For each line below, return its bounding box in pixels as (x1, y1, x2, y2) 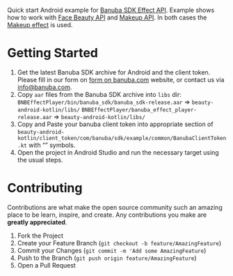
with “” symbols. (29, 141, 76, 149)
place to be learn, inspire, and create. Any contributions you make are (7, 210, 207, 219)
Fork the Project (17, 231, 64, 240)
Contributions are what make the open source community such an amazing (7, 203, 223, 211)
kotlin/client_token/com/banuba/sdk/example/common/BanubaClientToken (17, 135, 227, 141)
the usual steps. (17, 155, 63, 164)
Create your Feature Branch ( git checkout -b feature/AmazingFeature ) (17, 238, 222, 247)
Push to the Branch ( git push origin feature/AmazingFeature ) (17, 254, 197, 262)
